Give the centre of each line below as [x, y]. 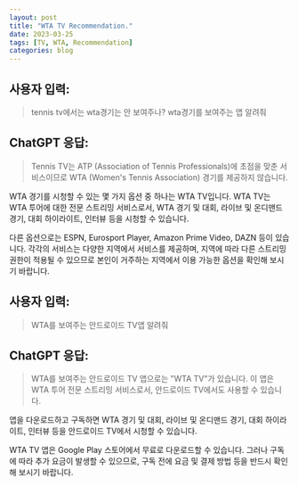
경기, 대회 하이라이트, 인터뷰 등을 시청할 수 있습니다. [99, 218]
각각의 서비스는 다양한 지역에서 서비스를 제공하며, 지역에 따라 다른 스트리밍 [157, 248]
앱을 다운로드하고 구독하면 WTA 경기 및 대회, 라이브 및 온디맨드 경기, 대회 [137, 420]
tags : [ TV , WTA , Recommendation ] [71, 42]
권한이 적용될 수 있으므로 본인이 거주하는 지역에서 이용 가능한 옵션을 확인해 [139, 259]
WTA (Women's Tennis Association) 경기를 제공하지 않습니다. [179, 177]
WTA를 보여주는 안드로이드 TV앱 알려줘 [100, 325]
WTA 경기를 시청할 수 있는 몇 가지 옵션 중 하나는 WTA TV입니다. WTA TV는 [140, 196]
